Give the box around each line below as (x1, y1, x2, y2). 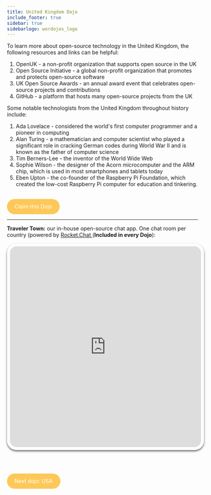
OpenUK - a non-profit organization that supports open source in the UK (15, 61, 197, 68)
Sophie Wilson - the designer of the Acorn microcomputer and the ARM (15, 161, 195, 168)
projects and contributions (34, 86, 101, 94)
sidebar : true (7, 20, 43, 26)
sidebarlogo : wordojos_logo (7, 25, 78, 32)
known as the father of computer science (15, 148, 119, 156)
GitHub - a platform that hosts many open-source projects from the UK (15, 93, 193, 100)
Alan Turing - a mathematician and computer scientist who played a (15, 136, 185, 143)
